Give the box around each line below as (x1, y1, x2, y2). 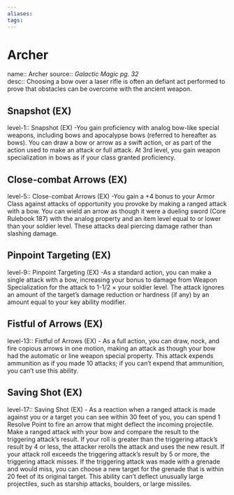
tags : (7, 17, 23, 24)
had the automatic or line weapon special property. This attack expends (7, 351, 214, 360)
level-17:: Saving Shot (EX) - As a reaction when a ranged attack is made (7, 405, 216, 413)
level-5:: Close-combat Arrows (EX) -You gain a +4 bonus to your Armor (7, 192, 215, 201)
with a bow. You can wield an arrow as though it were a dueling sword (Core (7, 207, 226, 215)
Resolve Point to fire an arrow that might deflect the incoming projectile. (7, 420, 214, 429)
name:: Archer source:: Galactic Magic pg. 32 (7, 70, 139, 78)
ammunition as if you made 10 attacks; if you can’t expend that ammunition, (7, 359, 225, 367)
